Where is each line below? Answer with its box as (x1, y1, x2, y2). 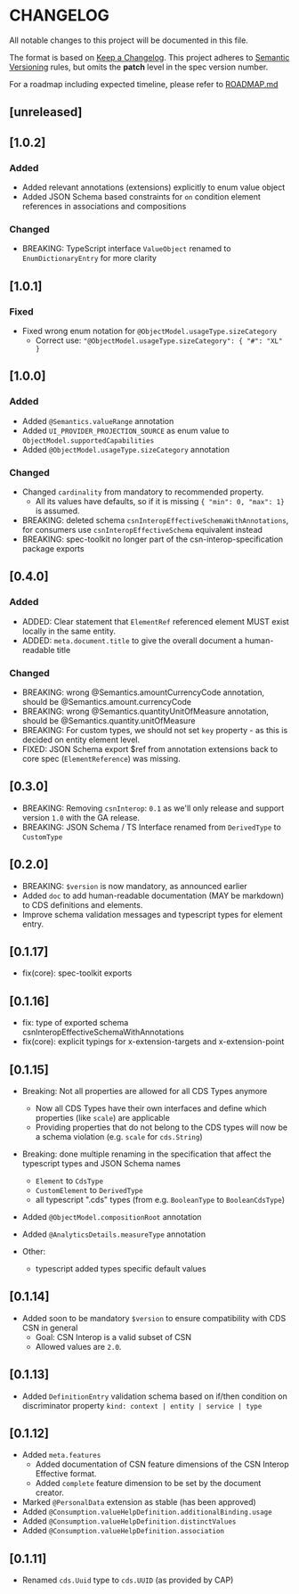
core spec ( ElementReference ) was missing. (21, 753, 181, 764)
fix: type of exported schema (21, 1018, 129, 1028)
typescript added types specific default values (35, 1263, 206, 1274)
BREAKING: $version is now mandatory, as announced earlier (21, 880, 247, 891)
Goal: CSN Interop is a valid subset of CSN (35, 1331, 192, 1342)
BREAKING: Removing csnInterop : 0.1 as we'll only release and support (21, 803, 285, 813)
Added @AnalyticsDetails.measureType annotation (21, 1229, 206, 1239)
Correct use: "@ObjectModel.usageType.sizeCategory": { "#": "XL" (35, 335, 283, 346)
